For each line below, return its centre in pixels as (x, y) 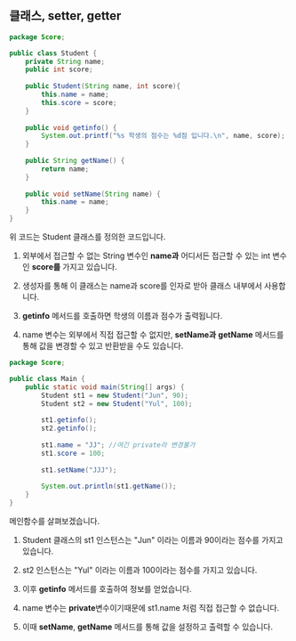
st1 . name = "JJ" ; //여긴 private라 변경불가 (118, 445)
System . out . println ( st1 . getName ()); (109, 487)
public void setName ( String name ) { (93, 194)
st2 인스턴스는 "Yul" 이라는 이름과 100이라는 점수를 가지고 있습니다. (140, 570)
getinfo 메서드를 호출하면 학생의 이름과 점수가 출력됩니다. (122, 316)
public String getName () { (75, 161)
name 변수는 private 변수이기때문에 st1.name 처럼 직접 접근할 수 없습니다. (151, 607)
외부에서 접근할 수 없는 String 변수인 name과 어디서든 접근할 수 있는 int (146, 256)
